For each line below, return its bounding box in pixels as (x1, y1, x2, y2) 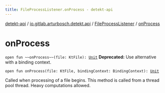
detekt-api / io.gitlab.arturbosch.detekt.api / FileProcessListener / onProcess (5, 21, 160, 26)
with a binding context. (5, 59, 52, 65)
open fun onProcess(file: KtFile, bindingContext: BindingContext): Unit (5, 69, 160, 73)
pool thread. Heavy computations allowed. (5, 82, 91, 88)
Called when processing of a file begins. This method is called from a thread (5, 77, 160, 83)
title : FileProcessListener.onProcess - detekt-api (5, 7, 113, 12)
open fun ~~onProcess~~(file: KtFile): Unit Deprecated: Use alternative (5, 54, 157, 60)
